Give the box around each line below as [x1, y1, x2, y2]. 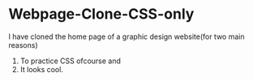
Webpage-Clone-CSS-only [8, 5, 195, 23]
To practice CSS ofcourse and [19, 56, 122, 66]
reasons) [8, 40, 38, 49]
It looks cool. [19, 64, 63, 74]
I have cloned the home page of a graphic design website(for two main [8, 32, 245, 41]
